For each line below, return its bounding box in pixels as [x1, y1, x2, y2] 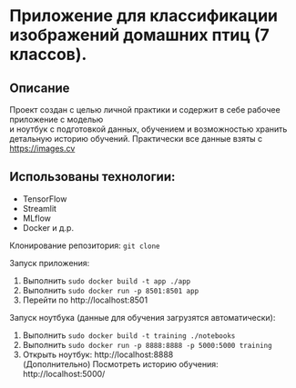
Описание [9, 80, 70, 95]
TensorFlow [22, 193, 67, 204]
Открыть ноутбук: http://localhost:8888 [22, 349, 174, 360]
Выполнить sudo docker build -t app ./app [22, 274, 191, 286]
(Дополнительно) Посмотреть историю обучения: [22, 358, 219, 369]
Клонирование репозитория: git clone [9, 240, 160, 251]
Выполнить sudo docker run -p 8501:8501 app [22, 284, 199, 295]
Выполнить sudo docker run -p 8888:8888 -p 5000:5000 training [22, 339, 272, 350]
